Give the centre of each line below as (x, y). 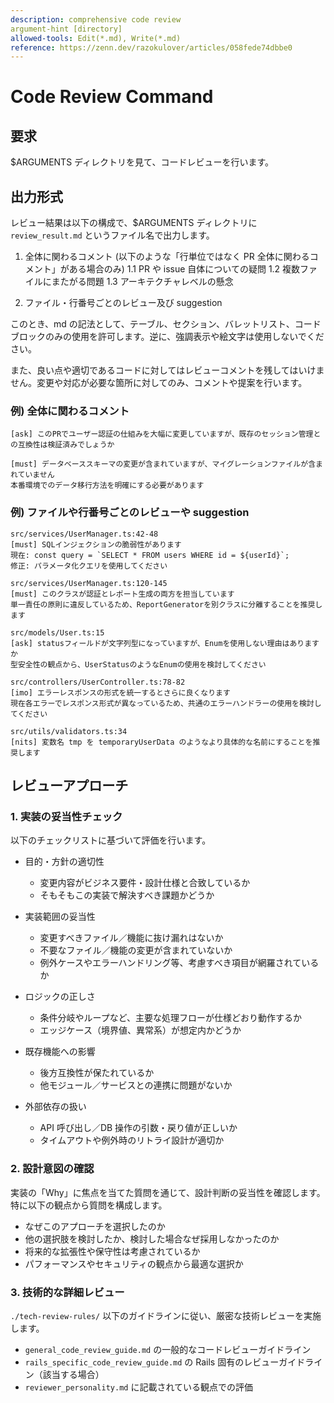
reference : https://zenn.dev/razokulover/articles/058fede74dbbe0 (151, 47)
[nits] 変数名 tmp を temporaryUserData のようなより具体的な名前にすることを (161, 742)
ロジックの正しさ (60, 997)
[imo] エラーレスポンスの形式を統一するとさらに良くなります (120, 692)
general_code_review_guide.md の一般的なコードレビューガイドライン (168, 1349)
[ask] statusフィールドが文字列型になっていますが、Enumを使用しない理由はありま (161, 643)
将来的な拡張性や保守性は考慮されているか (112, 1251)
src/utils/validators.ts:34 (69, 731)
